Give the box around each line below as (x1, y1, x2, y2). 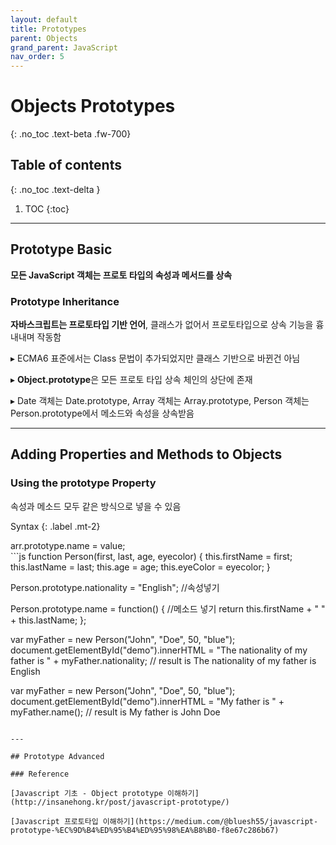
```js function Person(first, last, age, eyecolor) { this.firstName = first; (10, 550, 293, 562)
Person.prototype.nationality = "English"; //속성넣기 (10, 581, 220, 593)
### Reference (10, 769, 70, 779)
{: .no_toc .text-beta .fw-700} (10, 128, 132, 140)
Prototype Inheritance (10, 294, 120, 308)
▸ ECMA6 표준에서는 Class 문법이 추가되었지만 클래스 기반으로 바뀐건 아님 (10, 352, 301, 364)
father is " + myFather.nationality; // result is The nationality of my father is (10, 654, 317, 666)
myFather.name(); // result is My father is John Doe (10, 706, 221, 718)
